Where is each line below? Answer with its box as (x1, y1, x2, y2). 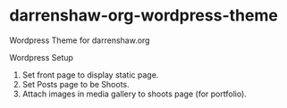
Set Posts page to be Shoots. (21, 79, 130, 89)
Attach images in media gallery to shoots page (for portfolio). (21, 88, 248, 99)
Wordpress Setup (9, 52, 74, 62)
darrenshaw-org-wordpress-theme (9, 5, 279, 26)
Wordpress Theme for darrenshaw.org (9, 35, 150, 46)
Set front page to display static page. (21, 69, 159, 80)
